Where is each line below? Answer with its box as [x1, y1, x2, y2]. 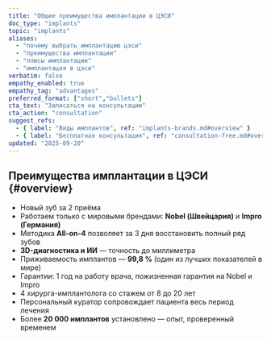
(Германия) [19, 220, 61, 230]
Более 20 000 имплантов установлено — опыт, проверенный [19, 314, 234, 324]
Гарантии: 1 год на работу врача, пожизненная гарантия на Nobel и [19, 272, 252, 281]
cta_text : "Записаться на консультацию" [8, 102, 147, 110]
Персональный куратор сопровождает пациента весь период [19, 297, 234, 307]
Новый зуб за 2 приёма [19, 203, 101, 213]
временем [19, 323, 56, 333]
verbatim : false [8, 72, 63, 80]
